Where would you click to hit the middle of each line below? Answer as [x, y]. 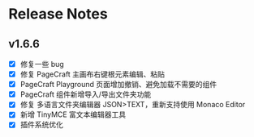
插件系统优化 [41, 125]
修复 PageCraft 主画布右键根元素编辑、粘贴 [92, 74]
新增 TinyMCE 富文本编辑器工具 [73, 114]
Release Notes [58, 14]
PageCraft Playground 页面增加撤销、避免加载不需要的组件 [118, 85]
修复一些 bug [42, 64]
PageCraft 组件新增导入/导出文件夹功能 [86, 94]
